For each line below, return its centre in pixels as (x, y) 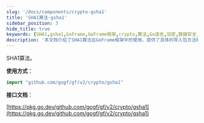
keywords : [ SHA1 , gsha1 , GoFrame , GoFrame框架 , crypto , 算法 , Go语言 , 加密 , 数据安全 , (103, 35)
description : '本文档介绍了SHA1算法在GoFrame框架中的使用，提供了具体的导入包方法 (101, 40)
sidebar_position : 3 (32, 23)
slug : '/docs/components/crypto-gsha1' (57, 12)
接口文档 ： (20, 95)
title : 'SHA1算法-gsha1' (37, 18)
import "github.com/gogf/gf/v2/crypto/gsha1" (65, 82)
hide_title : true (28, 29)
